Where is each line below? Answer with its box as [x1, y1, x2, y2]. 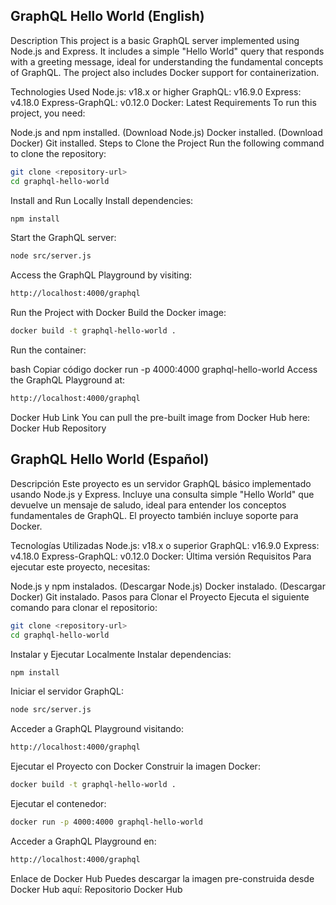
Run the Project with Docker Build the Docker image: [10, 307, 227, 319]
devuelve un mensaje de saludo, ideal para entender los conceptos [10, 499, 287, 511]
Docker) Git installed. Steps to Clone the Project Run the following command [10, 137, 325, 149]
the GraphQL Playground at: [10, 374, 126, 386]
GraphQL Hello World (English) [10, 8, 205, 25]
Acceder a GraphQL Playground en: [10, 835, 157, 847]
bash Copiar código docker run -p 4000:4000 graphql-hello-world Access [10, 364, 318, 376]
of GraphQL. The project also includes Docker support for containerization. [10, 66, 320, 78]
